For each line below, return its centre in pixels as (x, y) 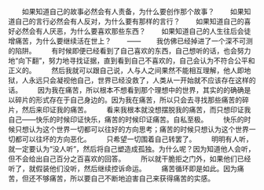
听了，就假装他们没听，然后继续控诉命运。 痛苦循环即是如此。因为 (123, 168)
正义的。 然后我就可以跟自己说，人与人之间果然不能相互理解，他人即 (126, 70)
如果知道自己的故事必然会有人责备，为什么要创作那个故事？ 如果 (133, 11)
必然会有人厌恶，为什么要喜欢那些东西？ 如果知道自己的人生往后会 (129, 31)
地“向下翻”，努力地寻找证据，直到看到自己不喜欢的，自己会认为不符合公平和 (132, 60)
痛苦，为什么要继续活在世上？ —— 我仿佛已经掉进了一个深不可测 (134, 41)
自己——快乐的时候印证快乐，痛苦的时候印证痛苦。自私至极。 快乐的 (126, 119)
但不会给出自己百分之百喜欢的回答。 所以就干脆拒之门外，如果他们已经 (130, 159)
